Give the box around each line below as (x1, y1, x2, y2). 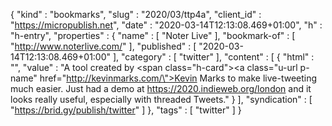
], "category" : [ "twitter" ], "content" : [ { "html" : (112, 51, 315, 63)
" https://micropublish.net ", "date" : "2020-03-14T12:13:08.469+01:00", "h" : (10, 19, 323, 31)
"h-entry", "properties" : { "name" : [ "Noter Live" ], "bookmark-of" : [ (10, 30, 296, 41)
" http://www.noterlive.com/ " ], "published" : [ (10, 40, 197, 52)
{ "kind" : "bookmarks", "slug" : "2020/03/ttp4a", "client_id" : (10, 9, 262, 20)
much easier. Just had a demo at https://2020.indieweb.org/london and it (10, 83, 312, 94)
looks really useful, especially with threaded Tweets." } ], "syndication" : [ (10, 94, 313, 105)
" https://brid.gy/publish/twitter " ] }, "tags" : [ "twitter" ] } (10, 104, 242, 116)
